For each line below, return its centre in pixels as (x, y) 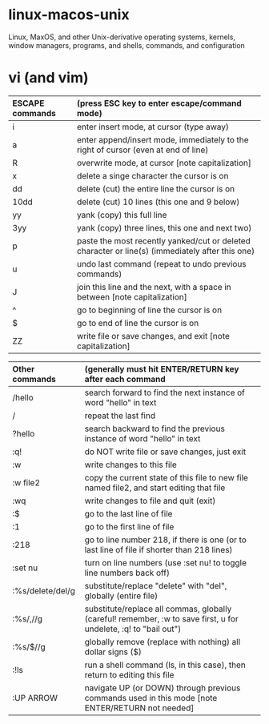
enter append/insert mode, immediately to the (163, 139)
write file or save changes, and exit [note (153, 336)
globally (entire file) (121, 596)
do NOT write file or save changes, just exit (165, 452)
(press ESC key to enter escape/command (159, 103)
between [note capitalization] (132, 296)
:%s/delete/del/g (44, 590)
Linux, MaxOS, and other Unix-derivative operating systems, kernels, (122, 37)
